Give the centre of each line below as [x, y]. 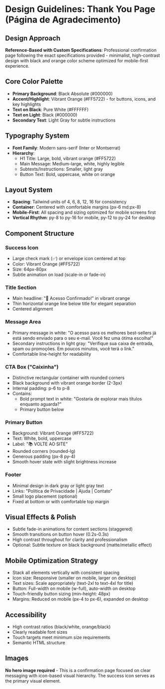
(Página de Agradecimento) [63, 20]
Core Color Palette [34, 81]
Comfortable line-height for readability [52, 354]
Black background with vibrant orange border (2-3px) [67, 383]
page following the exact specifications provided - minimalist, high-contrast [82, 55]
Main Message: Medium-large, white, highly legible [72, 163]
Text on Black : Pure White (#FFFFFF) [50, 109]
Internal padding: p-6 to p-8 [41, 388]
